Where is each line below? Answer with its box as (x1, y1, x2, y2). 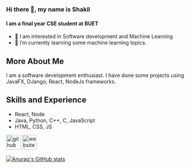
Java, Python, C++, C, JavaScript (14, 117, 96, 124)
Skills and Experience (6, 95, 87, 105)
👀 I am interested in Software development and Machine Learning (14, 33, 173, 40)
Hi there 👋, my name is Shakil (6, 5, 90, 14)
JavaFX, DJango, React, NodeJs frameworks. (6, 78, 116, 85)
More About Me (6, 56, 65, 66)
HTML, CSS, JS (14, 123, 52, 130)
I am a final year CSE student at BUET (6, 20, 99, 27)
